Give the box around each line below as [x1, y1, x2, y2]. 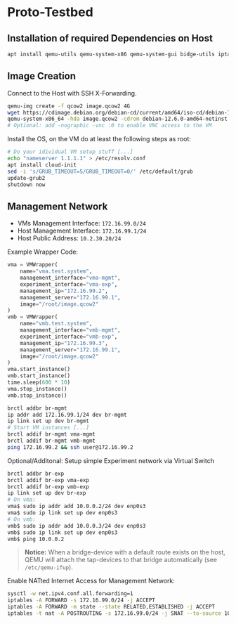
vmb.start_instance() [7, 372, 71, 379]
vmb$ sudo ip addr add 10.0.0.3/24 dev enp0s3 [7, 522, 146, 529]
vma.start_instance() [7, 366, 71, 373]
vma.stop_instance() [7, 385, 68, 392]
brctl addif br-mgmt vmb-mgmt [7, 437, 96, 444]
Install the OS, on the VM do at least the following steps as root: [7, 135, 192, 143]
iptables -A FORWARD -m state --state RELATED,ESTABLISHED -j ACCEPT [7, 604, 216, 611]
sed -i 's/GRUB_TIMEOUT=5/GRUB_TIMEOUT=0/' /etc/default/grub [7, 168, 193, 175]
